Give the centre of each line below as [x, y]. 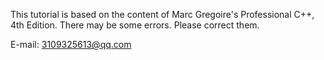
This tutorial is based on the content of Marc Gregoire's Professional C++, [162, 14]
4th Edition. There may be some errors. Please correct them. [135, 25]
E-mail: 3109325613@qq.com [71, 44]
